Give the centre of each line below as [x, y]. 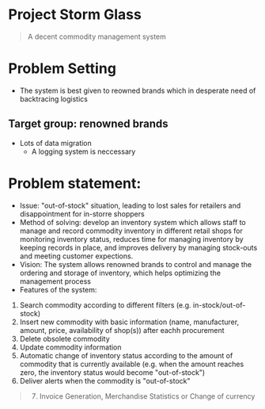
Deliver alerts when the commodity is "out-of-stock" [105, 380]
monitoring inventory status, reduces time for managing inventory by [131, 239]
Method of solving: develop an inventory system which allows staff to [133, 222]
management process [55, 281]
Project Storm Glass [75, 15]
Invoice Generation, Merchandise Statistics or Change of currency [147, 396]
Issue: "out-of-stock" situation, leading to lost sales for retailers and [130, 205]
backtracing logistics [54, 99]
